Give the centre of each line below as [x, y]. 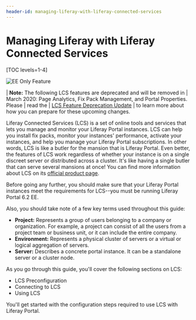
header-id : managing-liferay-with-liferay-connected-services [84, 12]
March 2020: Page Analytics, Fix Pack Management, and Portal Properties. [97, 99]
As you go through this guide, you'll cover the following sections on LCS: [94, 269]
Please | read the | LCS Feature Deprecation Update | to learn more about [95, 105]
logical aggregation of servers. [52, 245]
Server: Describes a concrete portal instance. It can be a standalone [98, 251]
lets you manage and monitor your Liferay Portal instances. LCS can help [94, 129]
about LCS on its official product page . [53, 173]
